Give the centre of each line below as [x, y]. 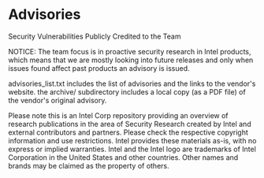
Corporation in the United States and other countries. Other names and [123, 157]
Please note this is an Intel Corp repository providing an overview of [118, 115]
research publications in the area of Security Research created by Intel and [130, 124]
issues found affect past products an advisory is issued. [99, 68]
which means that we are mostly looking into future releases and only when [131, 60]
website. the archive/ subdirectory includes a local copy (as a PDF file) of [127, 91]
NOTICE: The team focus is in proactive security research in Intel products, [130, 51]
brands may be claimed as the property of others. [89, 165]
